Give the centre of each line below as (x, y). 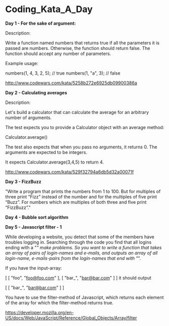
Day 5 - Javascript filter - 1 (34, 227)
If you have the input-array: (34, 268)
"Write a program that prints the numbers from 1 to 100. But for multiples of (83, 191)
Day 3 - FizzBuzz (23, 181)
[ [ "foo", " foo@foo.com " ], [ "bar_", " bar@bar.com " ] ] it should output (78, 278)
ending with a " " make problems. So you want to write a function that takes (83, 247)
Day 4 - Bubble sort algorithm (37, 217)
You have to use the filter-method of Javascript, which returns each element (84, 297)
